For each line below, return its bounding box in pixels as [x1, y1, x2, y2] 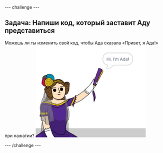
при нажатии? [4, 132, 34, 138]
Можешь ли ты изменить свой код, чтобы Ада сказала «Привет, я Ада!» [4, 39, 158, 45]
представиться [4, 26, 55, 35]
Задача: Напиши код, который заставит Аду [4, 18, 150, 27]
